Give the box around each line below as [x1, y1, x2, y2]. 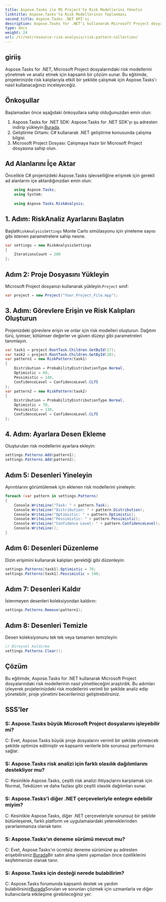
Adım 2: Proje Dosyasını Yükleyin [5, 270, 109, 279]
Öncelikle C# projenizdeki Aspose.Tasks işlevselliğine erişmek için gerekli [5, 172, 155, 178]
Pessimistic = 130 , [14, 407, 54, 412]
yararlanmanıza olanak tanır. [5, 823, 63, 829]
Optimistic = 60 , [14, 370, 50, 375]
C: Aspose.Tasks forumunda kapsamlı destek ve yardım [5, 881, 118, 887]
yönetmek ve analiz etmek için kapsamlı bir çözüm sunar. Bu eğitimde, [5, 71, 148, 77]
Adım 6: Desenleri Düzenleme [5, 544, 99, 552]
